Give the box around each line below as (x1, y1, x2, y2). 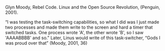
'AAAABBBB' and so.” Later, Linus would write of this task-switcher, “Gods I (5, 35, 161, 41)
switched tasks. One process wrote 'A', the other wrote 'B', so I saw (5, 30, 144, 35)
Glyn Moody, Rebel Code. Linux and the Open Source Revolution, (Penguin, (5, 4, 160, 10)
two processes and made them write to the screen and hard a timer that (5, 24, 153, 30)
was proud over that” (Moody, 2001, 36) (5, 40, 87, 46)
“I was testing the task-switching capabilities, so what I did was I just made (5, 19, 159, 25)
